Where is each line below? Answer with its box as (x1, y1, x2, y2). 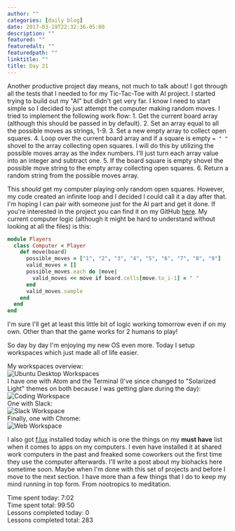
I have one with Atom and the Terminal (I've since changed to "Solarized (7, 377, 216, 386)
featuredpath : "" (7, 50, 58, 57)
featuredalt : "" (7, 43, 55, 50)
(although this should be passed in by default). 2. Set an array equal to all (7, 119, 220, 127)
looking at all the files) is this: (7, 222, 91, 230)
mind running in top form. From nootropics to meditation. (7, 480, 171, 488)
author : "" (7, 10, 39, 18)
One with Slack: (7, 399, 53, 408)
